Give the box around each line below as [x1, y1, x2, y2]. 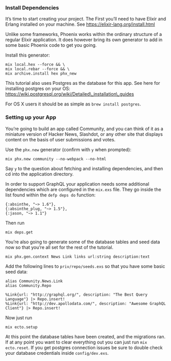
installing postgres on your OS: [5, 85, 71, 92]
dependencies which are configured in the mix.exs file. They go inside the [5, 186, 161, 192]
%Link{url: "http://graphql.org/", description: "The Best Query [5, 292, 147, 297]
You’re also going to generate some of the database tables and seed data [5, 239, 160, 245]
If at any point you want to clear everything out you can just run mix [5, 339, 147, 345]
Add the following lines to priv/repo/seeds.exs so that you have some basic [5, 263, 165, 269]
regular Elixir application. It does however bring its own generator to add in [5, 37, 163, 43]
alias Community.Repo [5, 283, 52, 288]
